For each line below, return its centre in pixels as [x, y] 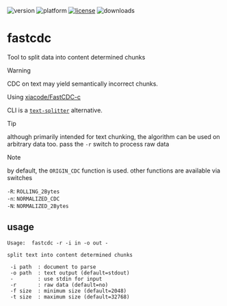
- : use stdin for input [56, 279]
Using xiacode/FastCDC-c [44, 97]
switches [20, 177]
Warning [19, 70]
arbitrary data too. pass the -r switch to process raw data [88, 144]
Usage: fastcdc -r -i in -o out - [58, 243]
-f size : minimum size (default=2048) [68, 291]
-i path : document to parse [53, 267]
